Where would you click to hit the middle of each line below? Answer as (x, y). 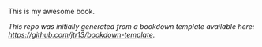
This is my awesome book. (52, 11)
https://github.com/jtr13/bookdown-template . (82, 35)
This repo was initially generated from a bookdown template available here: (131, 26)
